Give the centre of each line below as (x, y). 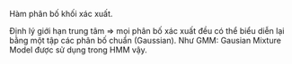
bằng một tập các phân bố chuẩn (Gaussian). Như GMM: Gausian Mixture (145, 40)
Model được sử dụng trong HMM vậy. (78, 50)
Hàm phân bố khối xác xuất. (61, 14)
